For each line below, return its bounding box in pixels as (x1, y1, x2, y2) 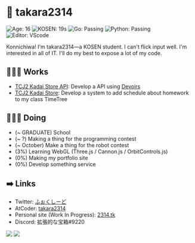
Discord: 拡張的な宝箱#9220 (14, 218, 85, 226)
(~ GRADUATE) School (14, 129, 70, 136)
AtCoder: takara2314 (14, 205, 66, 212)
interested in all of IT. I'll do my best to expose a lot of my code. (6, 49, 162, 56)
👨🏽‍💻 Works (6, 67, 49, 77)
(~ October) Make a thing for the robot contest (14, 141, 129, 148)
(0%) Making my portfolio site (14, 154, 88, 161)
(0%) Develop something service (14, 160, 97, 168)
